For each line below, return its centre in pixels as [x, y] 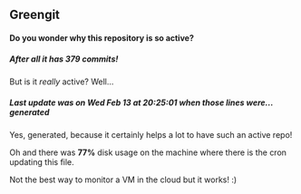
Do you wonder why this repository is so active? [102, 38]
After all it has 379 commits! [64, 59]
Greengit [35, 15]
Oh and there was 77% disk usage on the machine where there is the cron [148, 152]
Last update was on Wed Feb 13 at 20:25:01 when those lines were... [141, 102]
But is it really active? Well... [62, 82]
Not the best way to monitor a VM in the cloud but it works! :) [123, 179]
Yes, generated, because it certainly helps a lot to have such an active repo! [151, 134]
